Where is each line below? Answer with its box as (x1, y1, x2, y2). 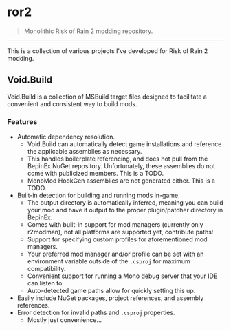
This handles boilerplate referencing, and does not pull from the (27, 154, 208, 163)
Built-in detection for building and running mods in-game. (16, 191, 180, 200)
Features (7, 117, 38, 126)
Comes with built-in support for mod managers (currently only (27, 221, 204, 229)
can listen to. (27, 279, 64, 288)
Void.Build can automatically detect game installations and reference (27, 140, 222, 148)
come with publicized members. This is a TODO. (27, 170, 164, 178)
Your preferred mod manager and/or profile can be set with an (27, 250, 204, 259)
